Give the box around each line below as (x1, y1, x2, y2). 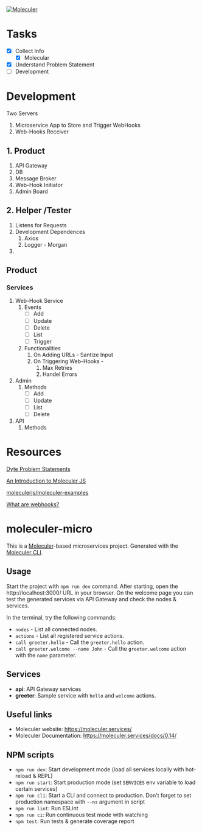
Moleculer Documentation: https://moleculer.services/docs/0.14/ (15, 732, 177, 740)
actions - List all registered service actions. (15, 632, 125, 639)
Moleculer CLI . (6, 548, 43, 556)
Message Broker (15, 174, 57, 182)
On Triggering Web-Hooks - (33, 357, 104, 365)
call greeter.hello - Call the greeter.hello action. (15, 638, 145, 646)
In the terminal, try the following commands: (6, 614, 117, 621)
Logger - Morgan (24, 241, 68, 248)
